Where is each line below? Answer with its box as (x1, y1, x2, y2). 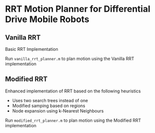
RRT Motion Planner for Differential (5, 3, 151, 15)
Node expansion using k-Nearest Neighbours (12, 108, 104, 113)
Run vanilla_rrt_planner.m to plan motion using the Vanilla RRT (5, 56, 134, 62)
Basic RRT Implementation (5, 46, 58, 52)
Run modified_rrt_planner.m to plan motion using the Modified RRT (5, 117, 141, 123)
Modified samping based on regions (12, 103, 85, 109)
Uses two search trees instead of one (12, 97, 88, 103)
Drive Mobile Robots (5, 14, 90, 25)
